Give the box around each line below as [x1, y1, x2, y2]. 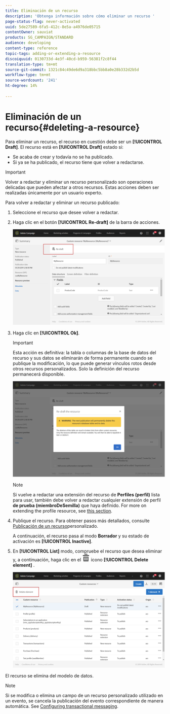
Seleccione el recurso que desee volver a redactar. [12, 209, 119, 215]
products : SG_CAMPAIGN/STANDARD [5, 35, 73, 40]
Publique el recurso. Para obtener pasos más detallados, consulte [12, 518, 150, 524]
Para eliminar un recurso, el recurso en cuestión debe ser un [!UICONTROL [5, 139, 162, 145]
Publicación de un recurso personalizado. [12, 523, 99, 529]
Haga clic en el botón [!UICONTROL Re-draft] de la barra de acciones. [12, 219, 160, 225]
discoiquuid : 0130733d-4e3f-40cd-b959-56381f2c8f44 [5, 56, 116, 61]
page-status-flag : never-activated [5, 19, 80, 24]
